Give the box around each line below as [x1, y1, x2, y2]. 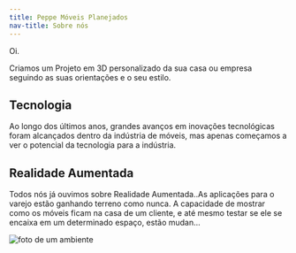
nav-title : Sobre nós [9, 21, 89, 30]
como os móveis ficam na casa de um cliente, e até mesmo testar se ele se [9, 208, 283, 218]
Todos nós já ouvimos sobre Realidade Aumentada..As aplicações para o [9, 189, 275, 200]
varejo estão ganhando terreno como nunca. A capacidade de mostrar [9, 198, 266, 209]
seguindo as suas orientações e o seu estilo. [9, 72, 171, 82]
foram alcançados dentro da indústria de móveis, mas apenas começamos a [9, 130, 287, 142]
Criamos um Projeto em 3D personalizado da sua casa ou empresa [9, 63, 253, 73]
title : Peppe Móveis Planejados [9, 12, 128, 22]
